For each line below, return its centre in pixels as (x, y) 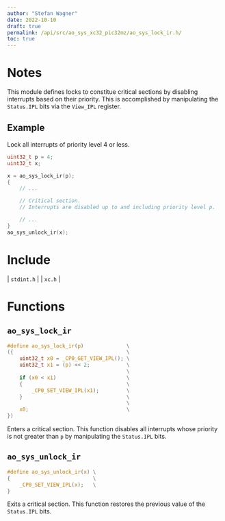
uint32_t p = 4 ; (30, 157)
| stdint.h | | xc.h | (34, 279)
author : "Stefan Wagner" (42, 13)
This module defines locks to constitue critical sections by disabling (103, 92)
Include (29, 259)
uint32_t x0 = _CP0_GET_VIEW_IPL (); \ (75, 359)
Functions (36, 306)
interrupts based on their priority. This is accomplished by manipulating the (113, 99)
